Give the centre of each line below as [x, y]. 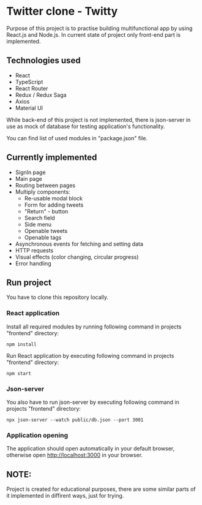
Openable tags [43, 237]
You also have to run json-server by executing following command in [93, 402]
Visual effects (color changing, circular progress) [77, 257]
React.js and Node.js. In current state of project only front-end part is [94, 34]
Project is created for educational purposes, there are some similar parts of [101, 489]
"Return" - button [46, 211]
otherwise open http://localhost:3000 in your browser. [74, 455]
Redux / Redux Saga [41, 95]
